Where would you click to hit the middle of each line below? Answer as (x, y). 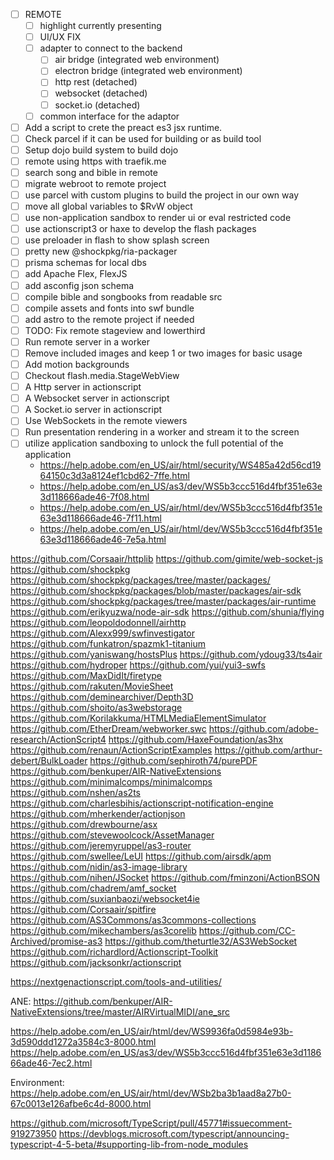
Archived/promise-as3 (56, 941)
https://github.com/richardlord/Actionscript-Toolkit (114, 952)
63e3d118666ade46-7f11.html (100, 518)
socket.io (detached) (97, 105)
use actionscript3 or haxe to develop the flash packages (140, 229)
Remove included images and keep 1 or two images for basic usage (163, 353)
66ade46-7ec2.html (51, 1063)
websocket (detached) (101, 93)
